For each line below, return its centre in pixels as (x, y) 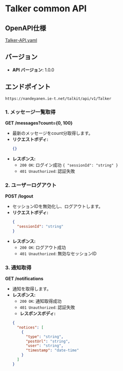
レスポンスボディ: (38, 314)
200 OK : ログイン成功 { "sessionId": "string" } (69, 165)
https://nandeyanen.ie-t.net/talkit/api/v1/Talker (58, 99)
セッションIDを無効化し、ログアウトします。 (58, 206)
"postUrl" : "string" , (48, 341)
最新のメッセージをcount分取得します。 (52, 133)
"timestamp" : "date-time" (52, 350)
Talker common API (46, 9)
